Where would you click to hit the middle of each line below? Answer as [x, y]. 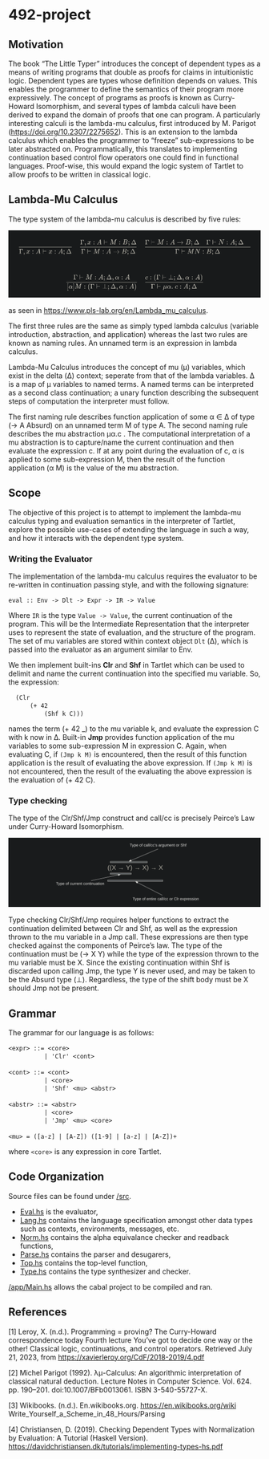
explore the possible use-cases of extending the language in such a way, [129, 529]
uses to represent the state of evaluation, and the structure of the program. [132, 632]
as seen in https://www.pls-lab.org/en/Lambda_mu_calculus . [108, 310]
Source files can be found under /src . [70, 1196]
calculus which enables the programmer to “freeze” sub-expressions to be [131, 140]
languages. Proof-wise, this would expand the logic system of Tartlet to [126, 166]
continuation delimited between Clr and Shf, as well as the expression [123, 929]
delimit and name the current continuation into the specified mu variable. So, [134, 674]
